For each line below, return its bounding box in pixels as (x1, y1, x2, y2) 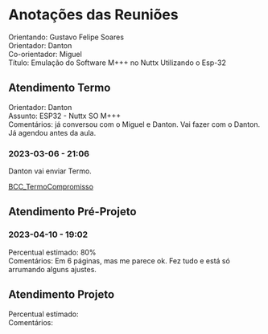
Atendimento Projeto (8, 287, 115, 302)
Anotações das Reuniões (8, 6, 179, 24)
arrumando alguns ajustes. (8, 264, 97, 274)
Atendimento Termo (8, 81, 111, 95)
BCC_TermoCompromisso (8, 182, 94, 192)
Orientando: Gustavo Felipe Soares (8, 32, 125, 42)
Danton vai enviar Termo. (8, 166, 93, 176)
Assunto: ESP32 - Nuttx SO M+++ (8, 111, 122, 120)
